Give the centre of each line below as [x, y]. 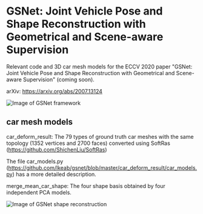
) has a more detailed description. [55, 174]
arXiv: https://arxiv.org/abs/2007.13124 [55, 91]
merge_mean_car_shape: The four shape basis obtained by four [86, 186]
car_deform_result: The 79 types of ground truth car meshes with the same [100, 136]
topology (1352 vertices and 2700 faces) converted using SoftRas [88, 143]
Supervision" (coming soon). [59, 79]
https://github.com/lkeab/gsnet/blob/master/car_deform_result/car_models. [103, 167]
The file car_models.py [35, 161]
